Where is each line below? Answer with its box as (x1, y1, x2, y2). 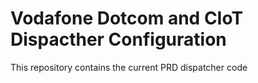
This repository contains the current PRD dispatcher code (10, 61, 248, 73)
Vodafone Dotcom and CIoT (10, 7, 244, 30)
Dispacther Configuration (10, 28, 227, 51)
